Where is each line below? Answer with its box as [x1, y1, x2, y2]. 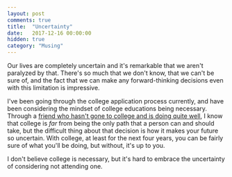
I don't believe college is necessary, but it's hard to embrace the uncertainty [7, 155, 226, 163]
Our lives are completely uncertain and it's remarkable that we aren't [7, 62, 204, 69]
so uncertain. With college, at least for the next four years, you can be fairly [7, 134, 224, 142]
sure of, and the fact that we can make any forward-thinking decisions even [7, 76, 224, 84]
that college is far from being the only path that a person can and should [7, 119, 215, 127]
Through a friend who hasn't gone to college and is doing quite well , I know [7, 112, 223, 120]
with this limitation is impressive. [7, 84, 100, 92]
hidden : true [7, 36, 45, 43]
